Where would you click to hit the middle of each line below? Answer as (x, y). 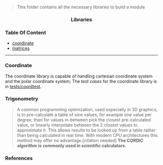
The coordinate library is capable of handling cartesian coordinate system (79, 76)
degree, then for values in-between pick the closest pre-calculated (84, 120)
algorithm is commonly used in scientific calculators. (72, 146)
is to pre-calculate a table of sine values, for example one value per (84, 115)
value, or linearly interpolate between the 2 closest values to (77, 125)
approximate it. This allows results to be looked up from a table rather (86, 130)
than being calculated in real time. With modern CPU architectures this (87, 135)
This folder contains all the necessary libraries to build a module (81, 7)
